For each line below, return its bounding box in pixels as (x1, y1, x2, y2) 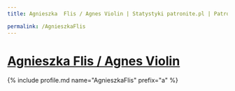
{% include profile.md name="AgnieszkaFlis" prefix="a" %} (7, 76, 178, 85)
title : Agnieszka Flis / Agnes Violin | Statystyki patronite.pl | (7, 10, 211, 17)
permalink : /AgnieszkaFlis (7, 22, 86, 30)
